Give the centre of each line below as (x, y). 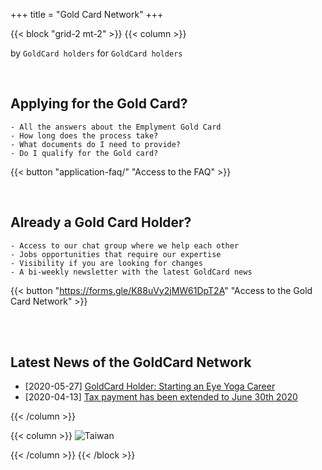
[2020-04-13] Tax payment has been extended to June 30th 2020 (161, 397)
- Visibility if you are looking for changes (106, 263)
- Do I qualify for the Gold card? (84, 153)
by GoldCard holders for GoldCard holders (96, 53)
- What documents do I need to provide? (96, 144)
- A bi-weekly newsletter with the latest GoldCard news (131, 272)
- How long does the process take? (84, 135)
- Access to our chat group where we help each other (125, 245)
